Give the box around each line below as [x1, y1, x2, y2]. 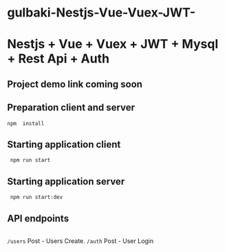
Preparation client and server [7, 102, 136, 114]
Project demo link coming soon [7, 78, 143, 90]
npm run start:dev [10, 194, 63, 201]
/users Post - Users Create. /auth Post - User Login [7, 237, 154, 245]
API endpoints [7, 212, 69, 224]
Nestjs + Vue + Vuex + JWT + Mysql [7, 36, 219, 52]
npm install [7, 120, 45, 127]
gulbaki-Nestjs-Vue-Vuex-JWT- [7, 5, 196, 21]
